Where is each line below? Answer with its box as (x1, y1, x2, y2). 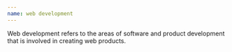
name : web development (7, 10, 73, 17)
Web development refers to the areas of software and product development (7, 29, 225, 37)
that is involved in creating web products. (7, 36, 126, 45)
